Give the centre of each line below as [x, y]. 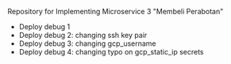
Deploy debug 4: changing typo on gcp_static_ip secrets [111, 52]
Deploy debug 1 [44, 26]
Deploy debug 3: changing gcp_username [87, 43]
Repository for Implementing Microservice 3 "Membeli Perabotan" [115, 11]
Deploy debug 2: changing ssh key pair [83, 35]
